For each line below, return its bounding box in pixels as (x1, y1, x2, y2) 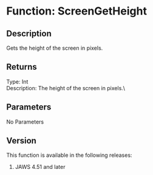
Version (6, 136, 36, 146)
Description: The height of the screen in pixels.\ (6, 84, 126, 91)
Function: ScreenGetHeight (6, 4, 148, 18)
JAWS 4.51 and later (15, 163, 66, 171)
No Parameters (6, 118, 44, 125)
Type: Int (6, 78, 29, 85)
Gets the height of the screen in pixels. (6, 44, 103, 51)
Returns (6, 62, 38, 72)
